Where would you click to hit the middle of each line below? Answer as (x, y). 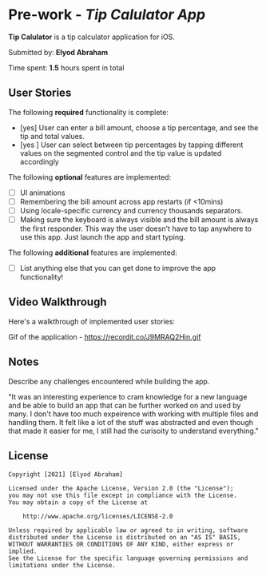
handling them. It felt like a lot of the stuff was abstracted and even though (131, 422)
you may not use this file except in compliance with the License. (123, 495)
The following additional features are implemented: (93, 252)
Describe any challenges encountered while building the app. (109, 381)
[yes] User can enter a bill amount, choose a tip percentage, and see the (139, 127)
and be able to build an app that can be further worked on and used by (125, 405)
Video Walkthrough (58, 302)
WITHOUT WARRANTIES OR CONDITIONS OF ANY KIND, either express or (121, 544)
